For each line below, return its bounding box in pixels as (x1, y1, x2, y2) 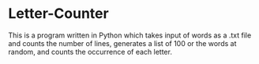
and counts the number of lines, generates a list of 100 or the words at (8, 38, 237, 48)
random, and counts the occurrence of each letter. (8, 47, 172, 56)
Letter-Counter (8, 5, 109, 23)
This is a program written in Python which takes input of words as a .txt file (8, 30, 252, 40)
